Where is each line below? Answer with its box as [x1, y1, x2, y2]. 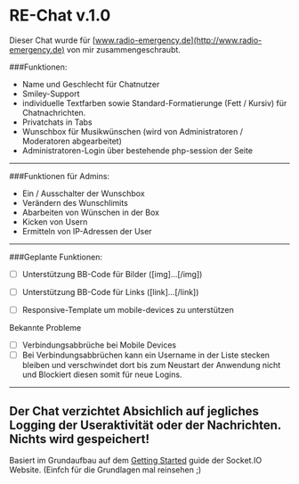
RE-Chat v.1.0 [9, 5, 111, 26]
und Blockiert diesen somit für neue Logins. [21, 369, 182, 380]
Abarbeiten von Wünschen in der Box [21, 207, 160, 217]
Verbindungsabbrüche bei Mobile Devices [21, 340, 177, 350]
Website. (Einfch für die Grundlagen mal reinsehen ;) [9, 464, 202, 475]
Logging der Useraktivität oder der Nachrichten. [9, 417, 282, 432]
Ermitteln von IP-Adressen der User [21, 226, 153, 236]
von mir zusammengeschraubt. [66, 44, 181, 54]
